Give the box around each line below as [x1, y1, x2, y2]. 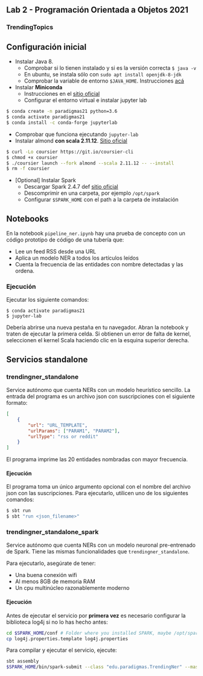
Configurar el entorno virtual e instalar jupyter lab [24, 96, 147, 104]
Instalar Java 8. [14, 58, 53, 66]
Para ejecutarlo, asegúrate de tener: [6, 559, 96, 567]
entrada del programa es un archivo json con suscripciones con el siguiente [6, 393, 195, 400]
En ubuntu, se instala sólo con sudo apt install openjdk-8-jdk [24, 71, 182, 78]
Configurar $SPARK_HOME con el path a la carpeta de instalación [24, 196, 179, 203]
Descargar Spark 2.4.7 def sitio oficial [24, 183, 118, 191]
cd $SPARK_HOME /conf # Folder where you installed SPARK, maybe [6, 630, 172, 636]
